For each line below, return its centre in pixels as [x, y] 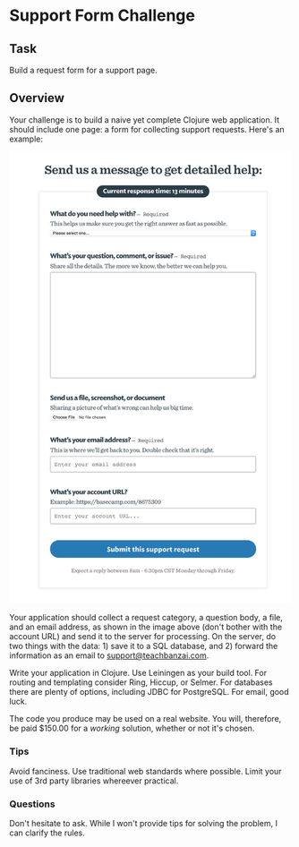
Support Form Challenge [102, 16]
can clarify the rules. [47, 833]
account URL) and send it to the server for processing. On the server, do [142, 637]
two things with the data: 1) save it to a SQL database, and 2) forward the [144, 646]
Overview [37, 98]
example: [26, 139]
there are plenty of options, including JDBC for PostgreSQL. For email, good [149, 692]
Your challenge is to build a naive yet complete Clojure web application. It [145, 120]
